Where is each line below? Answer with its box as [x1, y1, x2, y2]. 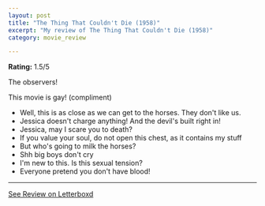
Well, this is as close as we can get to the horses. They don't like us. [19, 108, 242, 118]
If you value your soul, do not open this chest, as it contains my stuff [19, 133, 242, 143]
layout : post [8, 11, 51, 20]
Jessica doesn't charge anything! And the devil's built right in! [19, 116, 221, 126]
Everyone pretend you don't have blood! [19, 167, 151, 176]
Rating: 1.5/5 [8, 62, 50, 72]
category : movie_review [8, 33, 87, 42]
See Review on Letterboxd [8, 189, 94, 199]
